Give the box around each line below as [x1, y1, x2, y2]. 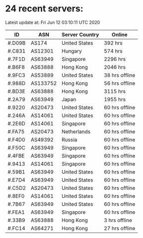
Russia [61, 136, 77, 143]
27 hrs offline [104, 225, 136, 232]
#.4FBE [7, 152, 25, 159]
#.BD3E [7, 88, 26, 95]
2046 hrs [104, 63, 126, 70]
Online [111, 31, 128, 38]
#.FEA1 [7, 209, 25, 216]
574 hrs [104, 48, 123, 55]
